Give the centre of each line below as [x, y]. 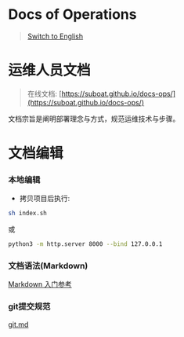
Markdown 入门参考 [40, 284]
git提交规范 [29, 306]
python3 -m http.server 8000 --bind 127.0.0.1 [85, 244]
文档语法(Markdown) [48, 266]
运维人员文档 [50, 70]
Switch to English [55, 36]
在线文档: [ [44, 93]
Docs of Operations [72, 15]
